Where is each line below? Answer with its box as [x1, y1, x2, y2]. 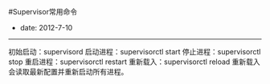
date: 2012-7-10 [19, 23, 73, 32]
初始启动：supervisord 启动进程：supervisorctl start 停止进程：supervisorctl [8, 47, 261, 56]
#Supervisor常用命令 [8, 7, 78, 16]
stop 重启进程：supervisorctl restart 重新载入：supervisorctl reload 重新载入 [8, 57, 261, 66]
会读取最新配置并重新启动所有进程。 [8, 67, 129, 76]
